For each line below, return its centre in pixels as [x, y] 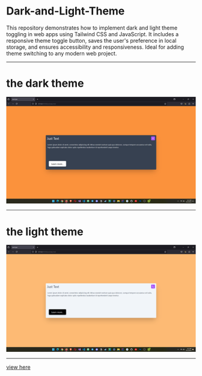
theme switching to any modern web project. [62, 53]
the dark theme [45, 83]
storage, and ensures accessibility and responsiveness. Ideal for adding [95, 47]
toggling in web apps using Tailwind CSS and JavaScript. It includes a [93, 34]
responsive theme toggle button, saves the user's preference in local [91, 40]
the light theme [45, 232]
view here [19, 367]
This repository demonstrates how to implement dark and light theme [92, 28]
